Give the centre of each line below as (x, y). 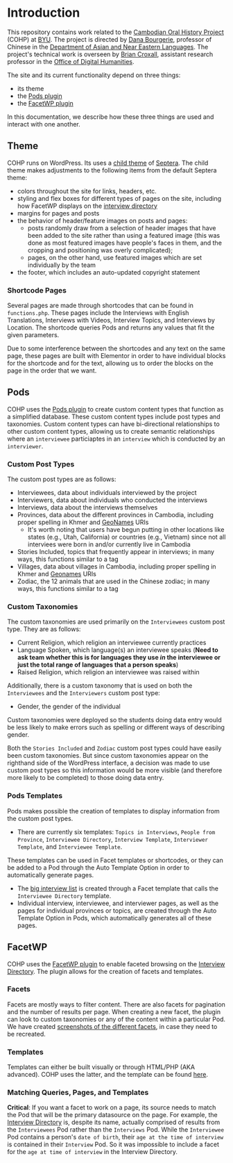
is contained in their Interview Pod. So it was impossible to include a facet (113, 1144)
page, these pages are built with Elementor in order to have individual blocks (116, 356)
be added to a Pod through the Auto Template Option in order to (98, 868)
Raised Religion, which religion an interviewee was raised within (108, 672)
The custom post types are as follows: (62, 479)
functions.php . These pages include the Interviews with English (98, 313)
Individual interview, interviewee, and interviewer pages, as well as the (118, 903)
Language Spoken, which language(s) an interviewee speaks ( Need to (118, 650)
